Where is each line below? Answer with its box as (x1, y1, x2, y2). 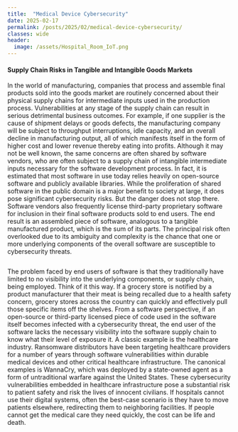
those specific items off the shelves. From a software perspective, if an (7, 305, 215, 313)
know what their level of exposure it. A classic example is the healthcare (7, 335, 219, 344)
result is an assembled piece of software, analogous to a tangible (7, 217, 198, 226)
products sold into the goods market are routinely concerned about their (7, 89, 219, 97)
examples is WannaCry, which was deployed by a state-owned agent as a (7, 365, 223, 374)
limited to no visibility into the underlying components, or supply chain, (7, 275, 215, 283)
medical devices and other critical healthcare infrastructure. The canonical (7, 358, 226, 367)
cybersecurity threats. (7, 247, 72, 256)
